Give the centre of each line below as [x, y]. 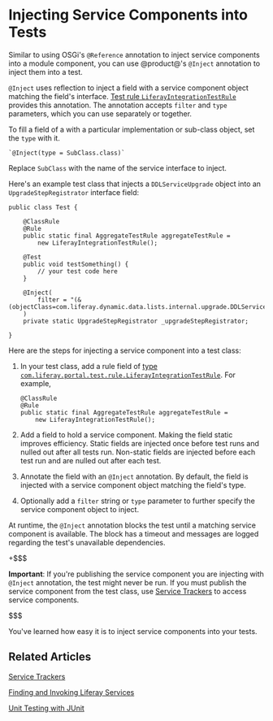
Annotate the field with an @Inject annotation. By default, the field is [134, 476]
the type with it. [35, 138]
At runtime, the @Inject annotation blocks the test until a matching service [132, 525]
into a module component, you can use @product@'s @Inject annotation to [134, 63]
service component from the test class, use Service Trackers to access [128, 591]
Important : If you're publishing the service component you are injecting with [136, 574]
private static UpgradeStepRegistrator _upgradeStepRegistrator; [136, 321]
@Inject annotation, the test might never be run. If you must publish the [128, 582]
